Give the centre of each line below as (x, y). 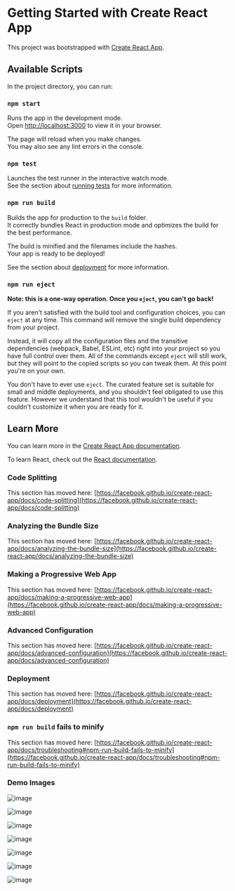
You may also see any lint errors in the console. (75, 147)
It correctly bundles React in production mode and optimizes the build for (113, 225)
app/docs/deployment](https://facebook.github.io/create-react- (99, 701)
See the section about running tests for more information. (90, 186)
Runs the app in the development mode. (65, 118)
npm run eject (31, 284)
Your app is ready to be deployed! (56, 253)
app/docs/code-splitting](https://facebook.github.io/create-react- (102, 501)
